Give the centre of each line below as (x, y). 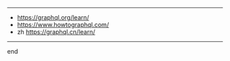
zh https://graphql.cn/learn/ (56, 32)
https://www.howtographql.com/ (63, 25)
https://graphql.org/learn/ (53, 17)
